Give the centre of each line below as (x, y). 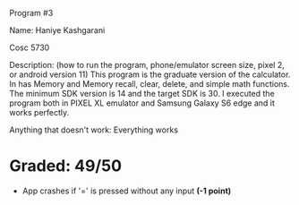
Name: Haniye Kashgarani (57, 30)
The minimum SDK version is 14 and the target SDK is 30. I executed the (142, 94)
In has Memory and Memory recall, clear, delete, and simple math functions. (149, 84)
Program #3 (31, 13)
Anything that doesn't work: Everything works (94, 130)
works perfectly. (39, 112)
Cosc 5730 (30, 47)
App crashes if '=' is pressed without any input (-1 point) (127, 191)
